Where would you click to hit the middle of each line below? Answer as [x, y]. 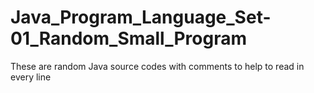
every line [31, 77]
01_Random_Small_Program [129, 38]
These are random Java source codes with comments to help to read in [157, 66]
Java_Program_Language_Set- [141, 17]
